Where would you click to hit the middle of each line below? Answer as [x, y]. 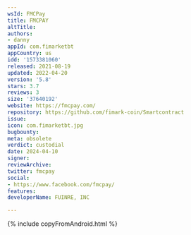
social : [19, 178]
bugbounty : [23, 132]
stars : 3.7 [23, 86]
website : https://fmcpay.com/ [52, 106]
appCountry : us [30, 54]
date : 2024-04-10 [33, 152]
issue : [17, 119]
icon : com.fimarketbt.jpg [45, 125]
